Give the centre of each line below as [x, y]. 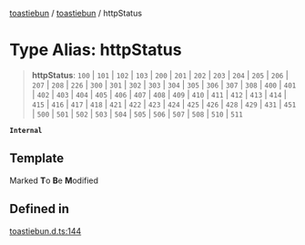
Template [37, 158]
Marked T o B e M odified [54, 180]
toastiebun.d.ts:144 [46, 230]
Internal [26, 130]
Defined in [40, 209]
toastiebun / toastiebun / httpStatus [76, 13]
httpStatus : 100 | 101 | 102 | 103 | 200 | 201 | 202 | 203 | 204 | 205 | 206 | [160, 75]
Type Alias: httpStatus [96, 50]
